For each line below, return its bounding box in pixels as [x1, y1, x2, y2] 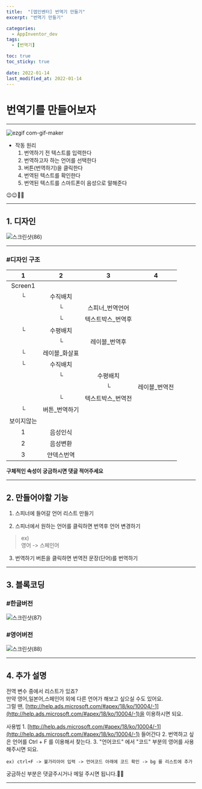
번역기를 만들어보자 [6, 103, 96, 117]
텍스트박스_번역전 [85, 394, 132, 403]
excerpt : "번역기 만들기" [6, 14, 64, 21]
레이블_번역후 [90, 338, 127, 346]
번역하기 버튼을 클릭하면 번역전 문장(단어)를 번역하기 [14, 554, 138, 562]
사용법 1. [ [6, 723, 30, 730]
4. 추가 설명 [6, 670, 47, 680]
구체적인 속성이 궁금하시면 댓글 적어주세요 [6, 467, 103, 475]
